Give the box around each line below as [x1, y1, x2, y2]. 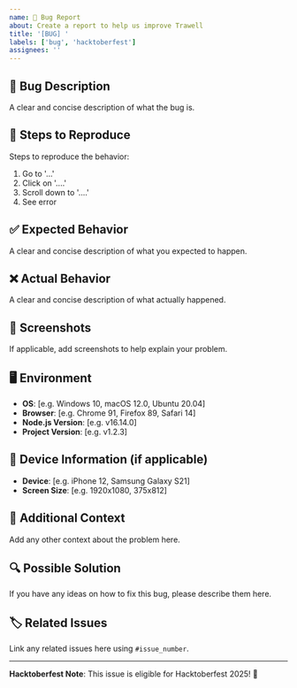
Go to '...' [21, 168, 55, 179]
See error [21, 196, 57, 207]
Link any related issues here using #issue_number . [9, 643, 189, 654]
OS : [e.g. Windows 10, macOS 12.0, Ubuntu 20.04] [21, 399, 206, 409]
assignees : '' [9, 46, 62, 55]
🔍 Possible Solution [9, 561, 121, 576]
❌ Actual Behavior [9, 271, 111, 286]
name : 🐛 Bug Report [9, 12, 81, 22]
